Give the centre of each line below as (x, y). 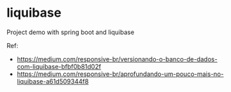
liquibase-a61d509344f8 (53, 81)
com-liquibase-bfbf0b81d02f (59, 66)
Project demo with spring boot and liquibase (71, 32)
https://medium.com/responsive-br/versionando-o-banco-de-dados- (117, 59)
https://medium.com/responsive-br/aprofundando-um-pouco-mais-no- (120, 74)
